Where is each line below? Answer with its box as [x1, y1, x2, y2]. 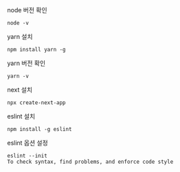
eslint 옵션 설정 [7, 139, 48, 147]
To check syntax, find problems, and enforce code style [7, 158, 174, 165]
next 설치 [7, 86, 33, 94]
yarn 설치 [7, 33, 33, 40]
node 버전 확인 [7, 6, 47, 14]
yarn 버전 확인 [7, 59, 46, 67]
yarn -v [7, 73, 30, 79]
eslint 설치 [7, 112, 36, 120]
